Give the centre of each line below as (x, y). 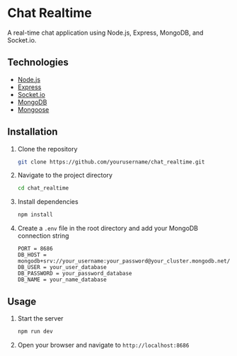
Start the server (40, 318)
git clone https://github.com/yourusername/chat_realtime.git (111, 162)
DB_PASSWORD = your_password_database (75, 274)
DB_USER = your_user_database (62, 268)
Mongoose (33, 109)
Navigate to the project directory (65, 176)
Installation (33, 132)
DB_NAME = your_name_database (62, 280)
